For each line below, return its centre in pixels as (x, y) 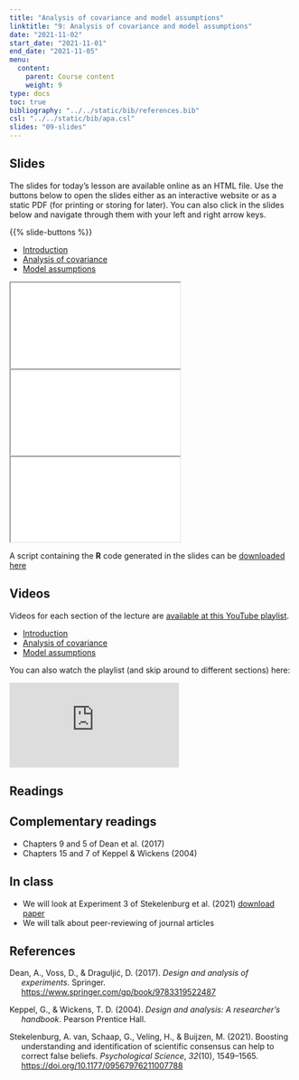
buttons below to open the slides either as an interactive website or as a (143, 195)
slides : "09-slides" (48, 128)
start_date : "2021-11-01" (58, 43)
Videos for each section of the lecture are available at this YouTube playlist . (149, 616)
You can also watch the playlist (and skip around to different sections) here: (150, 670)
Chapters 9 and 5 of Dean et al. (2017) (93, 844)
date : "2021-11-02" (46, 34)
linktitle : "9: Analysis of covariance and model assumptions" (131, 26)
